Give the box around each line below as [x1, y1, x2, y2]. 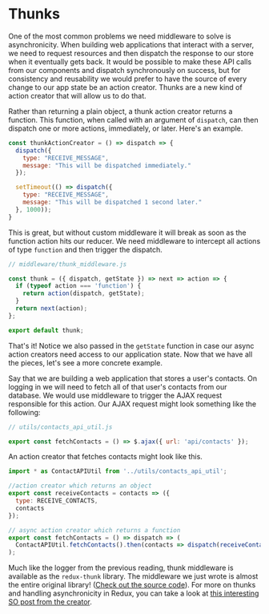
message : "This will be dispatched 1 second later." [22, 198, 203, 207]
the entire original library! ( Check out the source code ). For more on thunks [8, 580, 256, 590]
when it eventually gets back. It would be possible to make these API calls [8, 57, 252, 67]
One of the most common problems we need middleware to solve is [8, 31, 231, 41]
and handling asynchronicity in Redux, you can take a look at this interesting [8, 588, 259, 598]
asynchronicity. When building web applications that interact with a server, [8, 39, 255, 49]
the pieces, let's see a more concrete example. [8, 357, 163, 367]
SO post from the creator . [8, 597, 92, 607]
